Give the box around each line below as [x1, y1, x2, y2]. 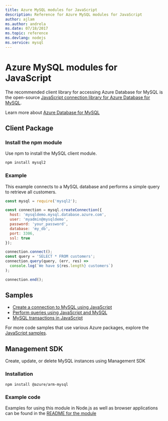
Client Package [5, 124, 54, 133]
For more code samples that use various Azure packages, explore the [5, 325, 149, 331]
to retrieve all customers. [5, 189, 57, 195]
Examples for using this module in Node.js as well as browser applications [5, 405, 158, 411]
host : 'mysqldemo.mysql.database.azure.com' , [10, 212, 107, 218]
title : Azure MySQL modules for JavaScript [5, 7, 98, 13]
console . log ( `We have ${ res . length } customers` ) [10, 263, 113, 269]
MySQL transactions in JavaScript [12, 315, 83, 321]
